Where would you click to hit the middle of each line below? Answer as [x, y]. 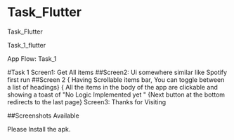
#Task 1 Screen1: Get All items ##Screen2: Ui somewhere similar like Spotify [117, 72]
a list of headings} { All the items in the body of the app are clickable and [112, 87]
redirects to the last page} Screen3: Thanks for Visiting [87, 101]
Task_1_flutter [27, 45]
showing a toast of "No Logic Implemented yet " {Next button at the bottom [116, 94]
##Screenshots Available [43, 115]
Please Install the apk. [39, 129]
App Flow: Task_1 [32, 58]
